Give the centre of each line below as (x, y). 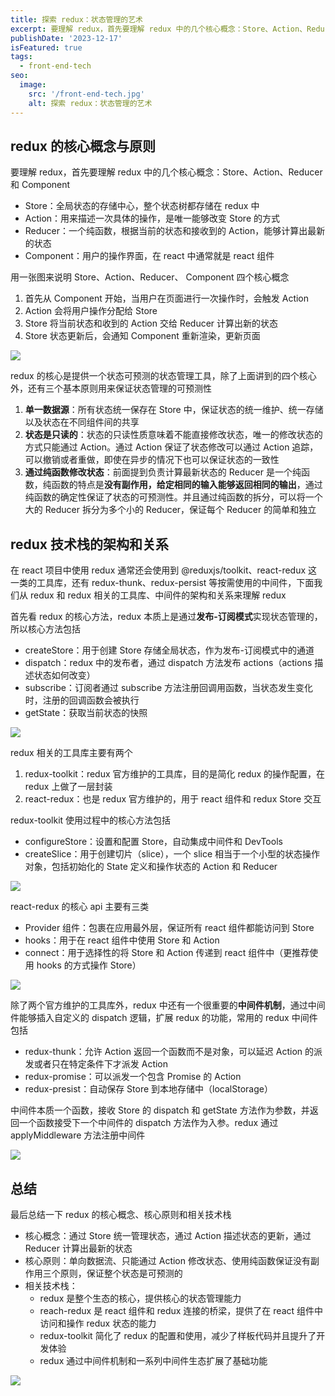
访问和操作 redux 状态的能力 (98, 1323)
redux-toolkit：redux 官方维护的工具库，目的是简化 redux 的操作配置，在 (175, 774)
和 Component (40, 185)
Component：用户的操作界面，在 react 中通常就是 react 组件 (149, 256)
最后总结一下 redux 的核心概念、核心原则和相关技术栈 (121, 1214)
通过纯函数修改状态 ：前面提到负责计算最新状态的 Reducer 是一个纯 (163, 472)
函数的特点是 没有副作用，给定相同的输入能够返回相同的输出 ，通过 (187, 485)
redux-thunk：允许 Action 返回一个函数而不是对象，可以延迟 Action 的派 (173, 1052)
